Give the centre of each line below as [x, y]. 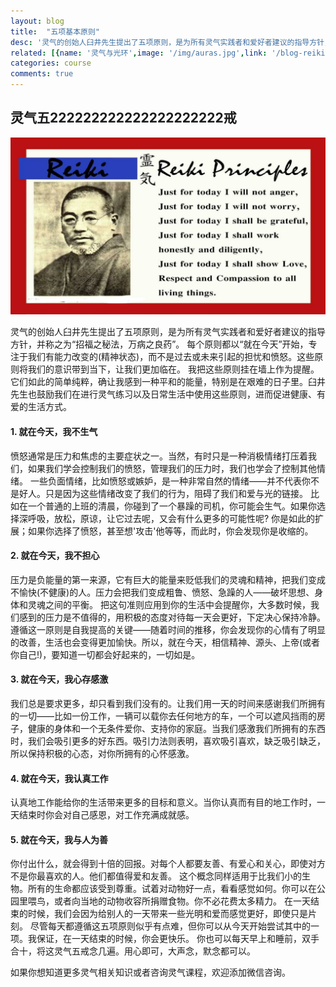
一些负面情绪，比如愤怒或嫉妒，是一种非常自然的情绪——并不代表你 [170, 481]
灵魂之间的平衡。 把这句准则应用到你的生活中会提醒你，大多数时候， [169, 604]
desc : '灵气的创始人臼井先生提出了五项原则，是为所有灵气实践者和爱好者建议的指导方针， [171, 42]
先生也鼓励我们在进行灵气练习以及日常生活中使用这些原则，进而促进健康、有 [168, 394]
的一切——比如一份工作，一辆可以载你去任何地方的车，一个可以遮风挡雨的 [163, 716]
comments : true [42, 74]
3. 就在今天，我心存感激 [59, 679]
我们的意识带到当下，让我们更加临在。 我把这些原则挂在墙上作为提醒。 [173, 369]
